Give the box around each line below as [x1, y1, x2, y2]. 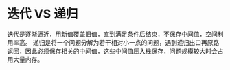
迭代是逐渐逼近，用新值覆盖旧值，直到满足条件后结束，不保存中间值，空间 [7, 30, 218, 38]
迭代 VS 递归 [7, 6, 78, 22]
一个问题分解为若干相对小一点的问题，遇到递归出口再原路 [56, 38, 220, 46]
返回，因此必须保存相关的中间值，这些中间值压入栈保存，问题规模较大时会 [7, 47, 218, 55]
